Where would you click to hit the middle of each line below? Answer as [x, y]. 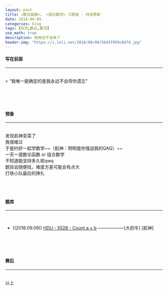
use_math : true [21, 33]
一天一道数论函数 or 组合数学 [35, 154]
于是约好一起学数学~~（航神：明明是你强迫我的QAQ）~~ [64, 148]
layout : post [19, 10]
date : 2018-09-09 [23, 19]
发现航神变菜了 [20, 136]
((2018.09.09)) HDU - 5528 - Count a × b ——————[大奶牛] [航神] [83, 228]
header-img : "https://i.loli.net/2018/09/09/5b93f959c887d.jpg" [73, 42]
